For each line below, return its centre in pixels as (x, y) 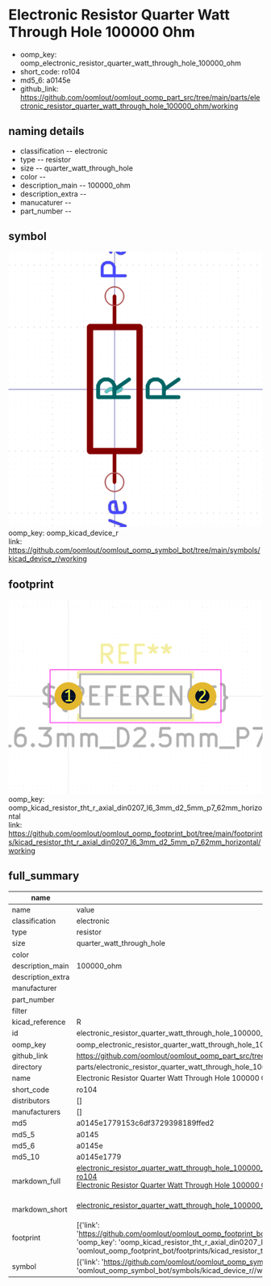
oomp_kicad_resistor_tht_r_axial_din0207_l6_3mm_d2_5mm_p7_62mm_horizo (135, 808)
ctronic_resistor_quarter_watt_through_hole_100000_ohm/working (129, 106)
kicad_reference (39, 1022)
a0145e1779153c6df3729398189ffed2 (145, 1123)
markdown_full (36, 1181)
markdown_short (40, 1209)
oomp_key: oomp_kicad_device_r (64, 533)
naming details (46, 131)
